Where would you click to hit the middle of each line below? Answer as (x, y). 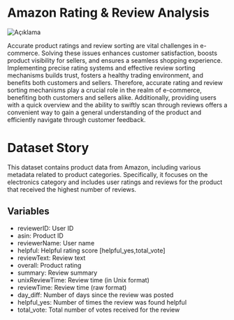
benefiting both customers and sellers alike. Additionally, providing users (112, 97)
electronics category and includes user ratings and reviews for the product (115, 182)
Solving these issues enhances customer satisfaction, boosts (130, 53)
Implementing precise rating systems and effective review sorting (101, 68)
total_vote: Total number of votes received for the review (98, 310)
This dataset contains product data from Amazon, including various (104, 167)
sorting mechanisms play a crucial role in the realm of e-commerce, (105, 90)
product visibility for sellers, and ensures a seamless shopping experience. (115, 60)
